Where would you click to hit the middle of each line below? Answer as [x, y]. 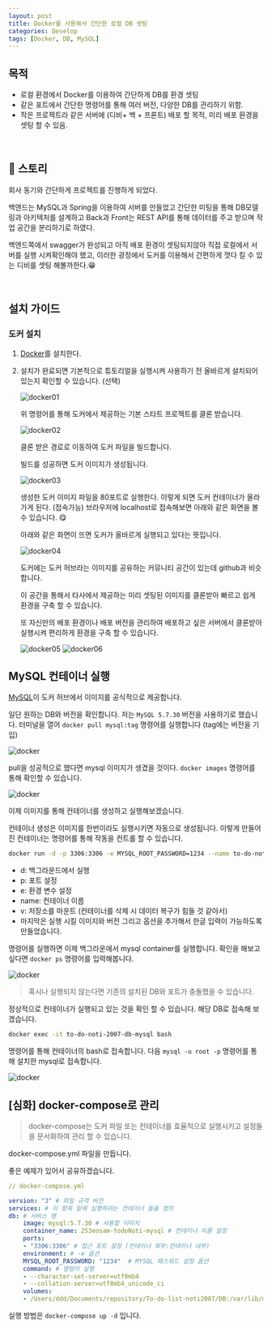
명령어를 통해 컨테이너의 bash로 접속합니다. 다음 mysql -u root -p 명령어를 [129, 1051]
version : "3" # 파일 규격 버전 [56, 1200]
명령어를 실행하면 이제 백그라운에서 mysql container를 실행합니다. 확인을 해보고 [134, 949]
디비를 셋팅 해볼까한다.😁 [56, 265]
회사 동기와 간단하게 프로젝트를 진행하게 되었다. [83, 190]
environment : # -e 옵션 [61, 1253]
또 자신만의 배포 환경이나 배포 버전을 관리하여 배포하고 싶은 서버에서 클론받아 [141, 622]
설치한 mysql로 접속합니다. [59, 1062]
